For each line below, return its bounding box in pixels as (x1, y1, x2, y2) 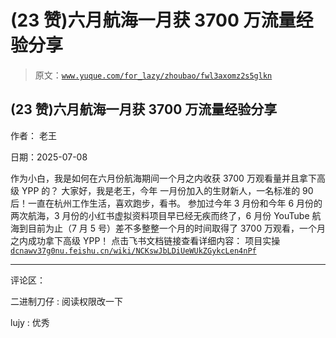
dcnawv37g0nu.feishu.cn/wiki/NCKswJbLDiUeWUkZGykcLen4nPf (10, 246, 257, 256)
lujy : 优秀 (10, 316, 50, 328)
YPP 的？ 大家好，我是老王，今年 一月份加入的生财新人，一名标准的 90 (21, 184, 314, 196)
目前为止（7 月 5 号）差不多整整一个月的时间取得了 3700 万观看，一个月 (27, 222, 326, 234)
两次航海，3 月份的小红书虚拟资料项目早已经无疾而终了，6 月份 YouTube (10, 209, 310, 221)
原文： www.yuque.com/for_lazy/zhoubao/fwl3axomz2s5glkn (34, 69, 273, 81)
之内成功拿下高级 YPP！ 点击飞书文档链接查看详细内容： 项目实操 (10, 234, 281, 246)
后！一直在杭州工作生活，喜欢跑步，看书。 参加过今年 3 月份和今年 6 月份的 (10, 197, 323, 209)
